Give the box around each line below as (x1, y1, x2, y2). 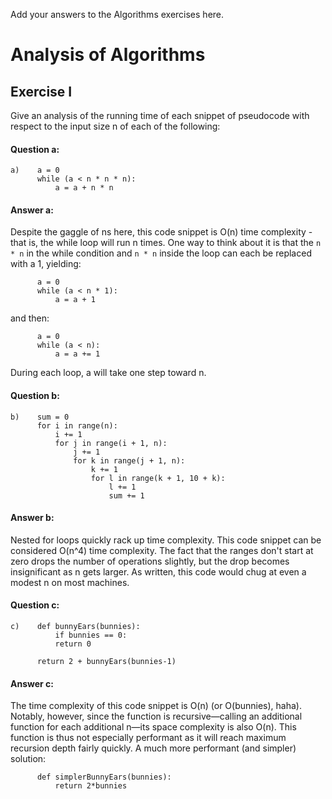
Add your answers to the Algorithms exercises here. (10, 9, 225, 20)
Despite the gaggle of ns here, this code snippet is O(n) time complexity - (10, 226, 313, 238)
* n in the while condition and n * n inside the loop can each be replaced (10, 247, 312, 259)
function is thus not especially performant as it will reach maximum (10, 732, 287, 744)
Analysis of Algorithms (10, 44, 206, 66)
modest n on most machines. (10, 576, 130, 588)
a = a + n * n (54, 183, 114, 193)
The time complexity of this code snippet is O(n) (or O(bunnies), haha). (10, 700, 302, 712)
